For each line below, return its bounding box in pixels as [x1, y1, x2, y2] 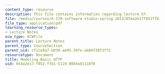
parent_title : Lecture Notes [5, 39, 65, 44]
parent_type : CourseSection [5, 43, 63, 48]
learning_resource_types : [5, 25, 58, 30]
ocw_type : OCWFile [5, 35, 43, 39]
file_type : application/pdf [5, 20, 63, 26]
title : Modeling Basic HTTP [5, 57, 63, 62]
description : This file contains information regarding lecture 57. [5, 12, 148, 17]
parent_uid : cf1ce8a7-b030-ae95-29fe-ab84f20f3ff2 [5, 48, 111, 53]
